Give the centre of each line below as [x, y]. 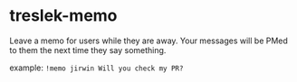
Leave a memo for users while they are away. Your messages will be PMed [148, 41]
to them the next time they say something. [88, 50]
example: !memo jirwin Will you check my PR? [96, 68]
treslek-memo [63, 16]
